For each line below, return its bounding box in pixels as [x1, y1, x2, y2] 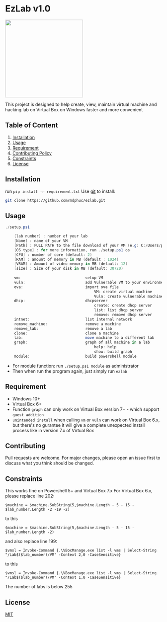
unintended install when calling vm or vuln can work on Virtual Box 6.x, [12, 417, 160, 423]
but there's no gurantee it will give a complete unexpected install [12, 422, 145, 428]
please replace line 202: [5, 493, 55, 499]
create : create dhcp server [94, 303, 153, 308]
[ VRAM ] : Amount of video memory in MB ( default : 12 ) [14, 261, 128, 266]
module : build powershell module [14, 354, 137, 359]
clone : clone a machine [14, 331, 119, 336]
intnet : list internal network [14, 316, 133, 322]
